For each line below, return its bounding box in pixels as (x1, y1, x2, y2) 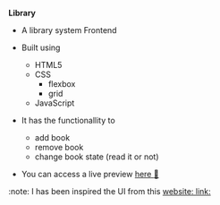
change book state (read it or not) (34, 151, 159, 162)
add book (34, 132, 71, 142)
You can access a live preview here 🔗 (21, 169, 159, 179)
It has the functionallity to (21, 115, 115, 125)
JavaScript (34, 98, 75, 108)
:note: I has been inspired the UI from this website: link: (8, 186, 211, 196)
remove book (34, 142, 84, 152)
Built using (21, 42, 61, 53)
